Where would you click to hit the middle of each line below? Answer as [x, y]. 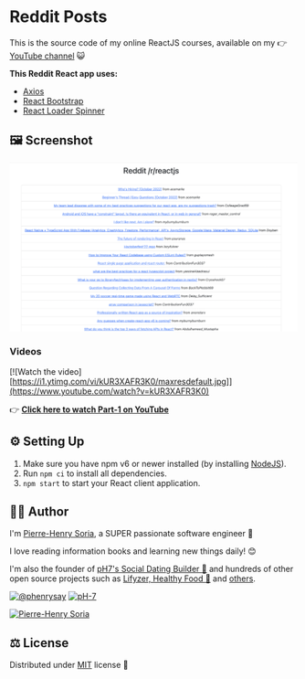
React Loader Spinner [63, 111]
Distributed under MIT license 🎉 [69, 665]
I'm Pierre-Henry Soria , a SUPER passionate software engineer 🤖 [131, 534]
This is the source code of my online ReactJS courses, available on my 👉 [148, 42]
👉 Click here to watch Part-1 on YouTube [89, 409]
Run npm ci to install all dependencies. [95, 473]
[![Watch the [33, 371]
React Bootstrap [53, 101]
